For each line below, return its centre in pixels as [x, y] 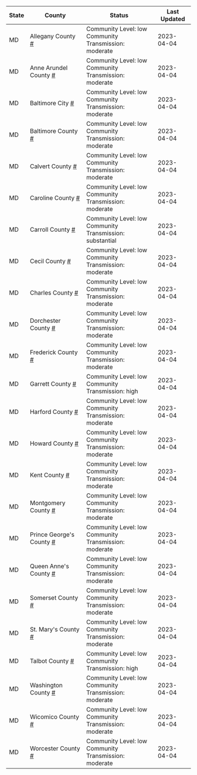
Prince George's [52, 535]
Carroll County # [52, 230]
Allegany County [53, 36]
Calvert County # [53, 166]
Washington [46, 685]
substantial [101, 240]
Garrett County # [53, 384]
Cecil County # [50, 261]
